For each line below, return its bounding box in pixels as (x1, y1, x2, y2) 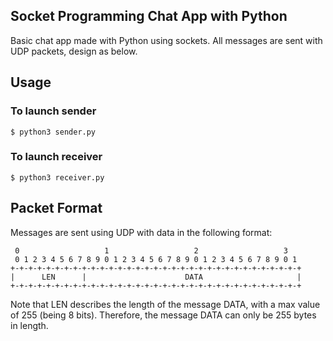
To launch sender (10, 104, 97, 118)
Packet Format (10, 200, 103, 217)
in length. (10, 319, 49, 331)
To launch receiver (10, 150, 103, 164)
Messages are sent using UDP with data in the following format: (10, 226, 273, 238)
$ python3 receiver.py (10, 172, 105, 183)
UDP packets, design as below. (10, 45, 138, 57)
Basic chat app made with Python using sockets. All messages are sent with (10, 34, 323, 46)
